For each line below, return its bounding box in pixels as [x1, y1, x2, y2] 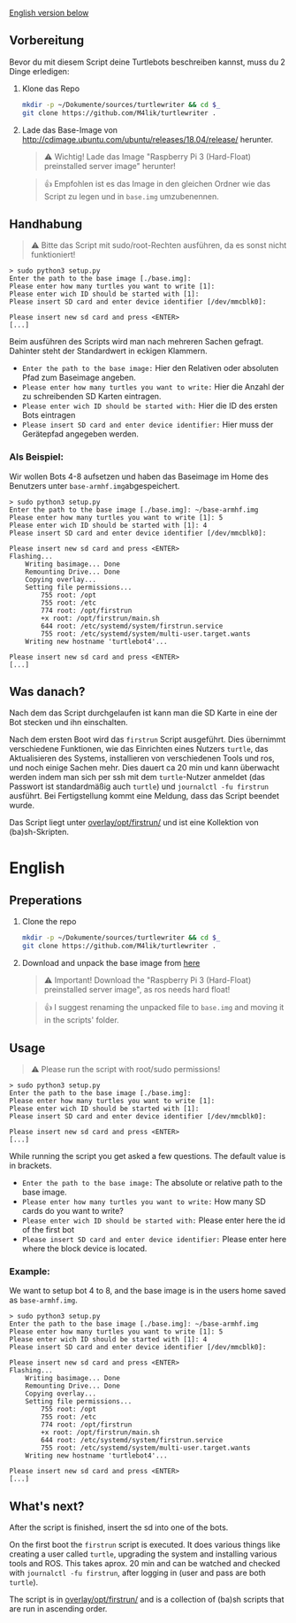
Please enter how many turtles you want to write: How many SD [21, 1196, 267, 1207]
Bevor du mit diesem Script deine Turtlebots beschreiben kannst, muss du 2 [9, 57, 285, 67]
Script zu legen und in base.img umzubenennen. [43, 190, 219, 202]
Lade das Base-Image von [21, 124, 118, 135]
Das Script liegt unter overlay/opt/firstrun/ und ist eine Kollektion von [9, 817, 259, 828]
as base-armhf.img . [9, 1295, 78, 1305]
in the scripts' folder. [43, 1015, 119, 1025]
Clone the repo [21, 916, 77, 927]
